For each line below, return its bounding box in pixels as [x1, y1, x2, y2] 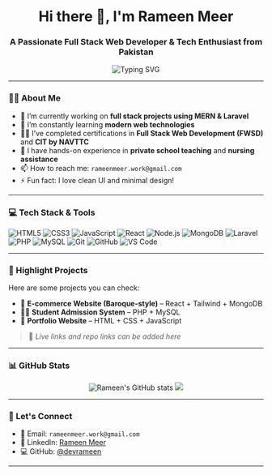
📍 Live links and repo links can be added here [28, 332, 181, 341]
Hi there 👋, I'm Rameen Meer [38, 7, 234, 26]
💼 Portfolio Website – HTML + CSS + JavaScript [19, 316, 182, 326]
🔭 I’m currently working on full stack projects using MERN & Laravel [19, 111, 249, 121]
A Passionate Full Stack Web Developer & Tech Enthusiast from [9, 36, 263, 48]
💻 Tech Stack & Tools [8, 207, 96, 218]
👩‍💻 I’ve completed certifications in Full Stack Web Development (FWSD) [19, 128, 264, 138]
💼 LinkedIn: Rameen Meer [19, 437, 107, 447]
